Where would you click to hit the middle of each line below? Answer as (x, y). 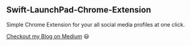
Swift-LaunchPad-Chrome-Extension (79, 10)
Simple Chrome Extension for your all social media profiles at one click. (95, 24)
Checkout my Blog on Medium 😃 (48, 36)
